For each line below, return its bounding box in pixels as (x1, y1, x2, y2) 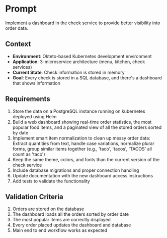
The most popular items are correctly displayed (12, 217, 111, 223)
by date (12, 129, 29, 135)
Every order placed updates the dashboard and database (12, 222, 131, 228)
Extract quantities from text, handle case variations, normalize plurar (12, 140, 154, 147)
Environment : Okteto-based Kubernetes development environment (12, 53, 152, 59)
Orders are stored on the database (12, 206, 85, 212)
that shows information (12, 80, 60, 86)
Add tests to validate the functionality (12, 178, 91, 184)
